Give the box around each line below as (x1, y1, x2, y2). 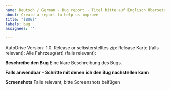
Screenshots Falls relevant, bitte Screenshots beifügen (5, 79, 120, 85)
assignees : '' (5, 26, 35, 31)
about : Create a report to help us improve (5, 12, 99, 17)
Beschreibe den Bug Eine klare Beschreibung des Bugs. (5, 60, 122, 66)
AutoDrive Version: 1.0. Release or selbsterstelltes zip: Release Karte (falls (5, 44, 159, 51)
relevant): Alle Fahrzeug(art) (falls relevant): (5, 50, 96, 56)
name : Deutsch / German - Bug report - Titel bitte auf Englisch (5, 7, 146, 13)
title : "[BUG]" (5, 17, 37, 22)
